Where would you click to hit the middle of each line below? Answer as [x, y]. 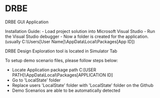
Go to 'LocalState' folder [36, 80]
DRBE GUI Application [27, 22]
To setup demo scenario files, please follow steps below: [62, 60]
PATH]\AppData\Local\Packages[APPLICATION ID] [62, 75]
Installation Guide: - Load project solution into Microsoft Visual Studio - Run [80, 31]
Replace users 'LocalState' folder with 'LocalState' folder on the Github [83, 85]
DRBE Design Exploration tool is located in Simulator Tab [61, 51]
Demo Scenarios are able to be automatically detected [66, 90]
